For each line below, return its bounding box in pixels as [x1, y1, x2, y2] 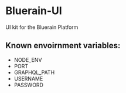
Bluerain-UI [5, 4, 62, 18]
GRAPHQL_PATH [13, 69, 55, 76]
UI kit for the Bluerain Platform [5, 24, 79, 31]
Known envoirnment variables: [5, 41, 121, 51]
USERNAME [13, 75, 43, 82]
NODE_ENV [13, 56, 42, 63]
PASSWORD [13, 81, 43, 88]
